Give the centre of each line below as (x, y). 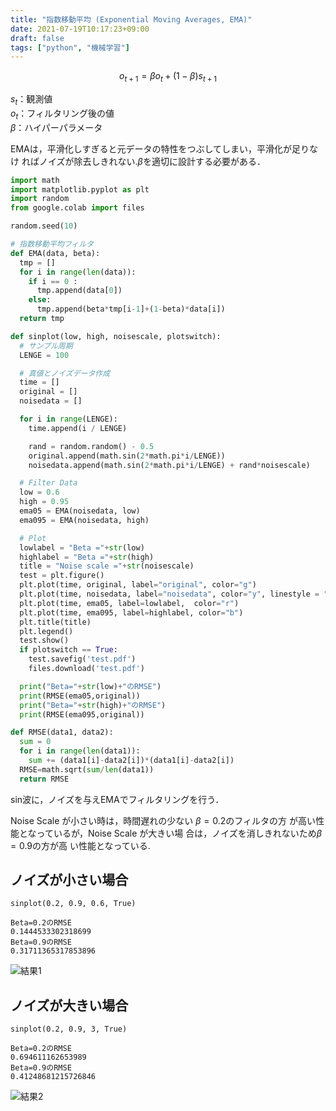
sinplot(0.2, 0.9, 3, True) (69, 1029)
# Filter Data (48, 483)
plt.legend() (46, 631)
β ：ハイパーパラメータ (56, 127)
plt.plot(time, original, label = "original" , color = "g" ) (138, 585)
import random (40, 199)
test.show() (44, 641)
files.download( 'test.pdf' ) (86, 669)
